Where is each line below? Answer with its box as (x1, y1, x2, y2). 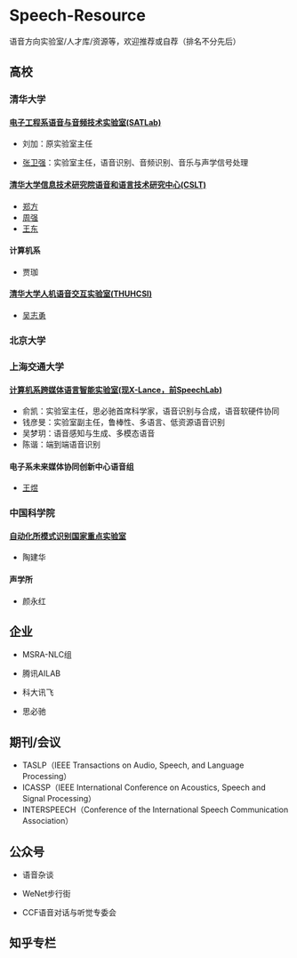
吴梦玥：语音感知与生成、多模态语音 (21, 428, 156, 439)
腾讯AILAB (21, 668, 60, 679)
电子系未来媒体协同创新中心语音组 (9, 461, 134, 471)
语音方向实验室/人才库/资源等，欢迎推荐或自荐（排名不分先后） (9, 36, 242, 46)
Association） (21, 816, 74, 826)
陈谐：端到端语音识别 (21, 439, 100, 450)
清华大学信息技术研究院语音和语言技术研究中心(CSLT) (9, 180, 207, 190)
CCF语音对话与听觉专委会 (21, 907, 117, 918)
